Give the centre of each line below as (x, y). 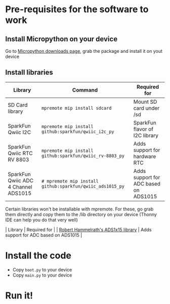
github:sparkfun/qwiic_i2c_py (78, 131)
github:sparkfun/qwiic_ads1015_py (83, 186)
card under (146, 108)
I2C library (146, 135)
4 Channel (20, 187)
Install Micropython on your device (61, 39)
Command (85, 90)
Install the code (38, 256)
